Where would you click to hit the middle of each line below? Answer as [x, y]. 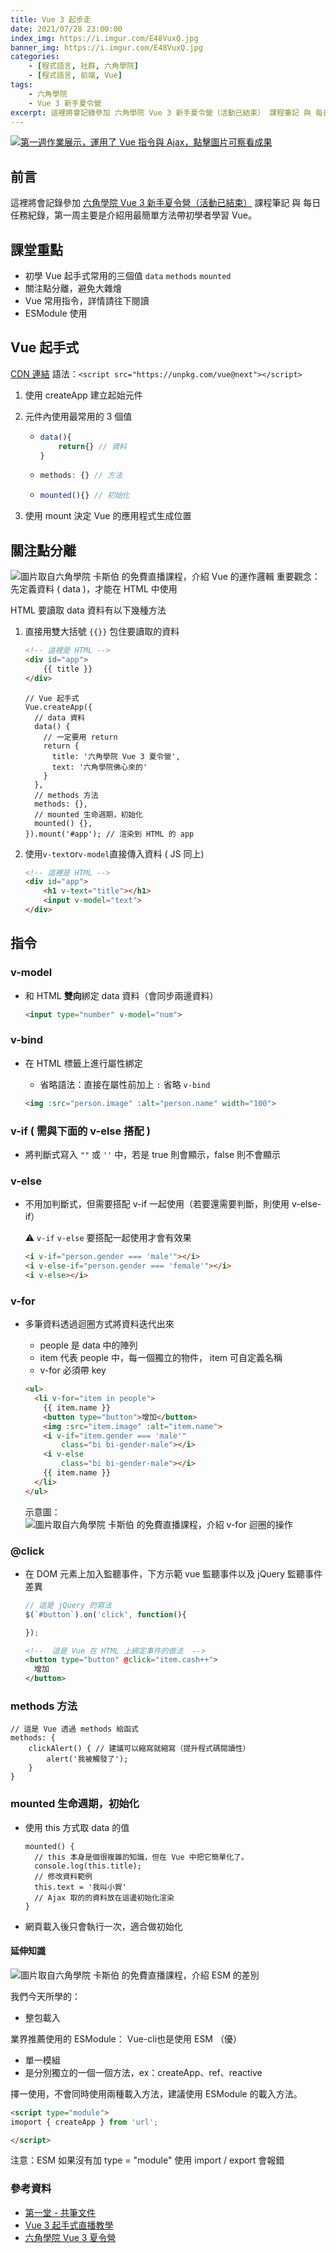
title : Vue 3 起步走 [51, 19]
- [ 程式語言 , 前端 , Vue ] [75, 76]
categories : [35, 57]
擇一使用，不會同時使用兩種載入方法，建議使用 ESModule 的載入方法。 [156, 2093]
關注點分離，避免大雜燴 [73, 288]
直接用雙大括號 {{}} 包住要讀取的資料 [102, 631]
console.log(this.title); [88, 1866]
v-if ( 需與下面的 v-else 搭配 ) [80, 1131]
